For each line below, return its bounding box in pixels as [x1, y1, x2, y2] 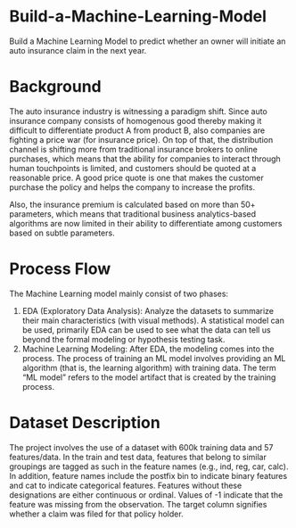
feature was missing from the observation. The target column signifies [9, 499, 267, 509]
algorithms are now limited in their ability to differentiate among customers [9, 218, 283, 228]
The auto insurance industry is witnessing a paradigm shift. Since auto [9, 105, 267, 117]
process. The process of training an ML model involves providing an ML [21, 352, 286, 363]
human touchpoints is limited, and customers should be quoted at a [9, 162, 257, 173]
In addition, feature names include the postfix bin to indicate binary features [9, 470, 288, 481]
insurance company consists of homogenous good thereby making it [9, 115, 262, 126]
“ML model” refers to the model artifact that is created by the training [21, 372, 276, 383]
